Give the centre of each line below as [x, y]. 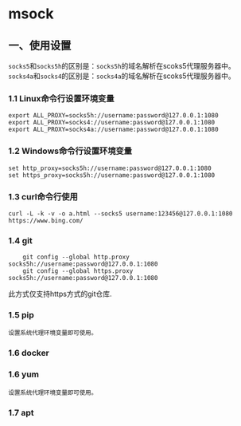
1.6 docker [29, 353]
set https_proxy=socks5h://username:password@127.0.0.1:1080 [112, 175]
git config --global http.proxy [76, 257]
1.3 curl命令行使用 [43, 196]
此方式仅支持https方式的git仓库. [60, 294]
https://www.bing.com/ [46, 220]
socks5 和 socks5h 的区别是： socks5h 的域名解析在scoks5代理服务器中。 [122, 66]
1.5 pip [21, 315]
